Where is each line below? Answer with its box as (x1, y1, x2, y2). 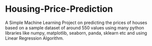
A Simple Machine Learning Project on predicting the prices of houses (5, 20, 148, 25)
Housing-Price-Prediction (5, 3, 113, 15)
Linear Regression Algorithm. (5, 35, 64, 41)
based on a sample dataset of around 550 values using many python (5, 24, 144, 30)
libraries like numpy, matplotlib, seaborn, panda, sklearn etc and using (5, 30, 148, 36)
